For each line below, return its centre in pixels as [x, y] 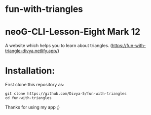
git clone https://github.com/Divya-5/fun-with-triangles [66, 94]
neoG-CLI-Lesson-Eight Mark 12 [73, 32]
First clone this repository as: [35, 85]
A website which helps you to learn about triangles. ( [58, 46]
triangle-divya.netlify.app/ [31, 51]
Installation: [30, 71]
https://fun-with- [129, 46]
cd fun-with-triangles [28, 98]
